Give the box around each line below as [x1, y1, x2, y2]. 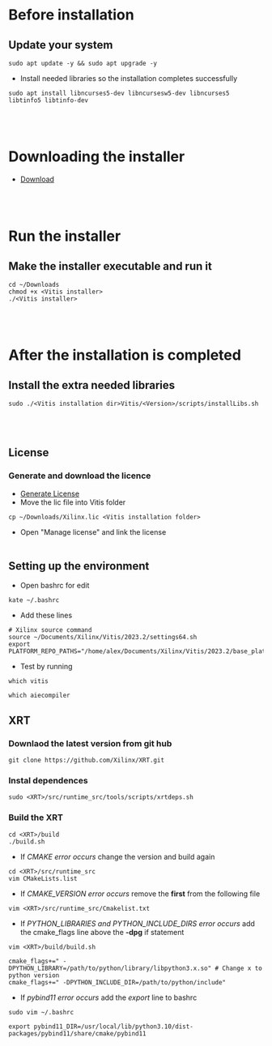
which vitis [8, 677, 49, 685]
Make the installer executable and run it [8, 259, 212, 273]
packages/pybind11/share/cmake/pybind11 [8, 1029, 147, 1038]
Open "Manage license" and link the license [19, 527, 167, 536]
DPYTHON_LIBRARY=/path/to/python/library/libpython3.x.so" [8, 964, 212, 972]
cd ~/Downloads [8, 280, 60, 288]
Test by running [19, 662, 73, 672]
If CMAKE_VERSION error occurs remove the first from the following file [19, 889, 261, 899]
